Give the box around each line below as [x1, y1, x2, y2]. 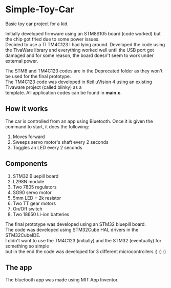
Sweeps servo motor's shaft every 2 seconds [12, 139, 109, 145]
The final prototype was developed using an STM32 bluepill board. [5, 221, 146, 227]
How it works [5, 104, 48, 113]
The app [5, 263, 32, 272]
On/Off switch [12, 205, 42, 212]
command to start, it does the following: [5, 123, 90, 129]
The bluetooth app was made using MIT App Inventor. [5, 277, 119, 283]
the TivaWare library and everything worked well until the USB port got [5, 47, 155, 53]
